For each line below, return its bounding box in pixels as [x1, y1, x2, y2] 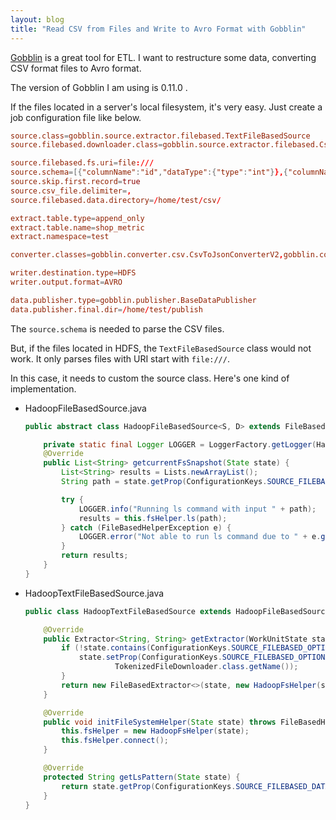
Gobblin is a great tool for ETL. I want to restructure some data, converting [10, 51, 317, 63]
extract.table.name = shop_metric [10, 222, 145, 233]
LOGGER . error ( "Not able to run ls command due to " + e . [78, 532, 322, 542]
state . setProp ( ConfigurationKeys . [78, 652, 223, 663]
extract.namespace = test [10, 232, 110, 242]
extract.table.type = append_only [10, 213, 145, 223]
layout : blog [10, 14, 65, 25]
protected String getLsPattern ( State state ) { [43, 772, 241, 782]
